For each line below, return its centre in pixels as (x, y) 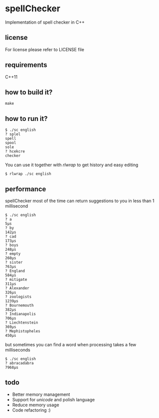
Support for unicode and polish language (53, 399)
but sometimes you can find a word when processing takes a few (71, 344)
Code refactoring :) (31, 410)
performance (26, 189)
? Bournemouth (20, 305)
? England (15, 271)
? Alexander (17, 288)
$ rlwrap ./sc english (28, 174)
